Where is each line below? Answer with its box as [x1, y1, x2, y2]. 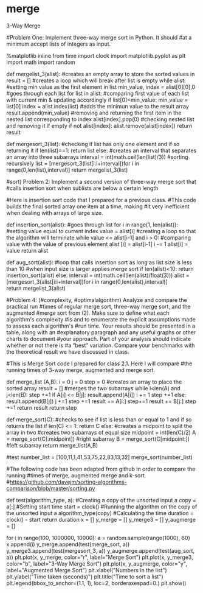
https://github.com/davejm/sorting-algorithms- [9, 478, 128, 485]
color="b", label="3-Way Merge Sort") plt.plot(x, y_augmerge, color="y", [6, 560, 187, 567]
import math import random [6, 58, 75, 66]
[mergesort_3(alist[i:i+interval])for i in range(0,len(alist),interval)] [6, 278, 168, 285]
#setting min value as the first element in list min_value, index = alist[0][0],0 [6, 83, 196, 90]
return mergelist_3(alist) [6, 284, 66, 292]
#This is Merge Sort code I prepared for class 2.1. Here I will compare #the [6, 360, 193, 367]
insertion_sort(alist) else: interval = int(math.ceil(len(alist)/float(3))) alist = [6, 272, 190, 279]
